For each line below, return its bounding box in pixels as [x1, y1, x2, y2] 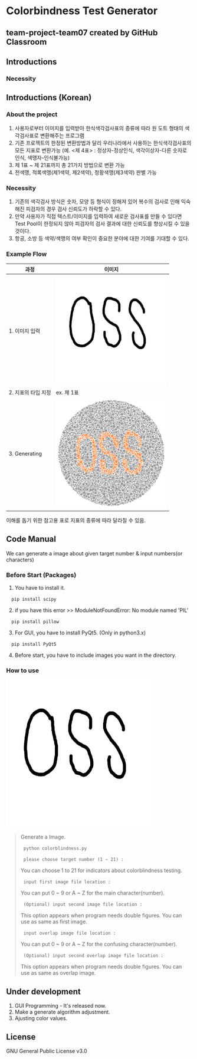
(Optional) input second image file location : [23, 902, 143, 907]
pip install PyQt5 [11, 642, 57, 647]
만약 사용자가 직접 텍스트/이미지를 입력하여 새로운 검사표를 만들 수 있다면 [14, 212, 182, 219]
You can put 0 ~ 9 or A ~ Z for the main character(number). [20, 889, 165, 897]
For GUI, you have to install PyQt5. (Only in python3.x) [14, 629, 146, 636]
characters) [6, 556, 34, 563]
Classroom [6, 37, 47, 47]
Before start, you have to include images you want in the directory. [14, 652, 177, 659]
